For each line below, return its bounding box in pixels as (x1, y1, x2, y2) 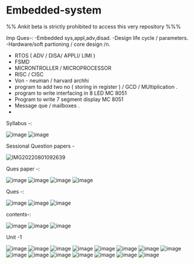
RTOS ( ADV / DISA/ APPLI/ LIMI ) (14, 52, 96, 59)
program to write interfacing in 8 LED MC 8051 (14, 89, 127, 96)
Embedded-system (6, 4, 102, 17)
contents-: (6, 210, 31, 218)
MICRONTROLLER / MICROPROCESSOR (14, 64, 111, 71)
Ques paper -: (6, 165, 40, 172)
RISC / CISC (14, 71, 44, 78)
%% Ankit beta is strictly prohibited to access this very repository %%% (6, 23, 181, 30)
